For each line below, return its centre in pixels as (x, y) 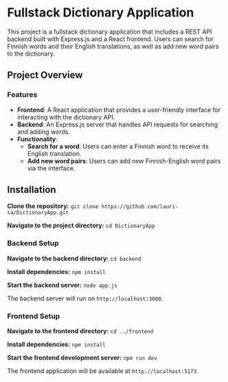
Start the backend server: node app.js (62, 285)
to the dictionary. (31, 54)
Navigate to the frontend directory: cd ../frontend (80, 331)
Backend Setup (33, 243)
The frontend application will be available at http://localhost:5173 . (103, 371)
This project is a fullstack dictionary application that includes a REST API (110, 32)
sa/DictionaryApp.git (38, 213)
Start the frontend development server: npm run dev (82, 358)
